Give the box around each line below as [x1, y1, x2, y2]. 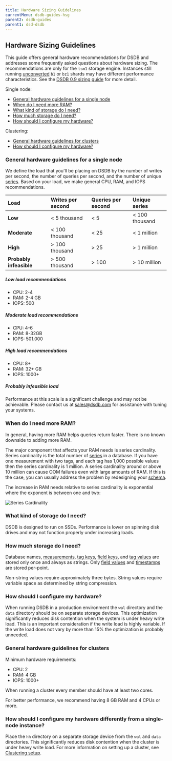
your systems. [5, 407, 35, 413]
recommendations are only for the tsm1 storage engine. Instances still [5, 65, 152, 72]
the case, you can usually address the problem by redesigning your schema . [5, 474, 166, 480]
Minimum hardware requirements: [5, 656, 77, 662]
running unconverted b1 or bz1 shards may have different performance [5, 71, 154, 77]
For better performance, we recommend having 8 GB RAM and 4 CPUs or [5, 697, 160, 703]
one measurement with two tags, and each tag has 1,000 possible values [5, 458, 159, 464]
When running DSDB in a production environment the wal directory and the [5, 604, 163, 611]
